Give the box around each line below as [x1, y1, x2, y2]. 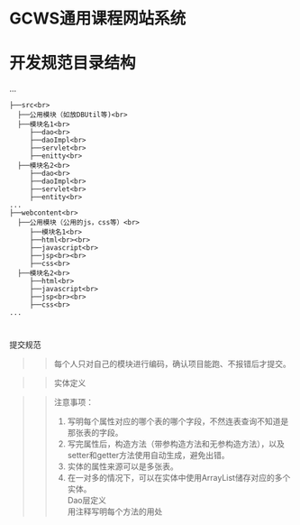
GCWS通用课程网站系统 [9, 8, 186, 29]
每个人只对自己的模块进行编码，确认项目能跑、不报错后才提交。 [53, 358, 291, 370]
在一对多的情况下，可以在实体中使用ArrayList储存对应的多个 [67, 473, 291, 484]
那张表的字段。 [67, 428, 123, 438]
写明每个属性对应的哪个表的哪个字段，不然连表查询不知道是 [67, 416, 289, 427]
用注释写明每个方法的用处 [67, 506, 163, 517]
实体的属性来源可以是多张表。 [67, 461, 178, 472]
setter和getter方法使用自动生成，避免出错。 [67, 450, 230, 461]
